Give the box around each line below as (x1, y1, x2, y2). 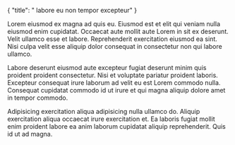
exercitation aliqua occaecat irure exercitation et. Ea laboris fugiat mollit (7, 115, 215, 123)
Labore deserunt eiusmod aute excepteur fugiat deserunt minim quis (7, 64, 207, 71)
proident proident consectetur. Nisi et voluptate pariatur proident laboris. (7, 71, 219, 79)
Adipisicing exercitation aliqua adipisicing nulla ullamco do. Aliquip (7, 108, 200, 115)
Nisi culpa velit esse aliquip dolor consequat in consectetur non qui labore (7, 42, 222, 50)
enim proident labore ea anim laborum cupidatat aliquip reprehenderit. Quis (7, 122, 226, 130)
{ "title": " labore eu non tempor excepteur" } (7, 6, 138, 14)
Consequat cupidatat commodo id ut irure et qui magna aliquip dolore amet (7, 86, 226, 94)
